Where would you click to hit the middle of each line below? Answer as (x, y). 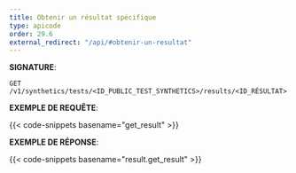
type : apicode (35, 26)
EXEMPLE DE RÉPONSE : (54, 142)
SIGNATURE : (33, 67)
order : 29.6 (31, 34)
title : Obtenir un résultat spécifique (83, 17)
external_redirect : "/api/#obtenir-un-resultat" (101, 42)
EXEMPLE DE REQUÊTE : (54, 108)
